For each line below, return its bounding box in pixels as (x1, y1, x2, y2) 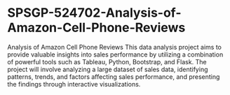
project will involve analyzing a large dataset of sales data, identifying (7, 65, 208, 73)
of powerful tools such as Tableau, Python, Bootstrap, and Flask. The (7, 57, 207, 66)
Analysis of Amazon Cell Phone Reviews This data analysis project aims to (7, 43, 222, 51)
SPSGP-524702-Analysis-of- (7, 5, 182, 21)
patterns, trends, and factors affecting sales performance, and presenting (7, 72, 220, 81)
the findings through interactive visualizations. (7, 80, 141, 88)
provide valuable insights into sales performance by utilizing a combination (7, 50, 224, 59)
